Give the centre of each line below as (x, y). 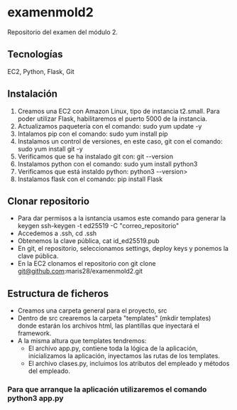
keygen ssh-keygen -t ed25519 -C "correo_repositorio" (98, 226)
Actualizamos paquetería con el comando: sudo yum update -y (110, 126)
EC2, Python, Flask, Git (41, 71)
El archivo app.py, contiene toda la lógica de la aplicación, (113, 348)
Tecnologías (35, 54)
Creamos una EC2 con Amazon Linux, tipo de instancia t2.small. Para (118, 111)
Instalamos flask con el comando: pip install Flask (90, 179)
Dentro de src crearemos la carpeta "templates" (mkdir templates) (114, 318)
